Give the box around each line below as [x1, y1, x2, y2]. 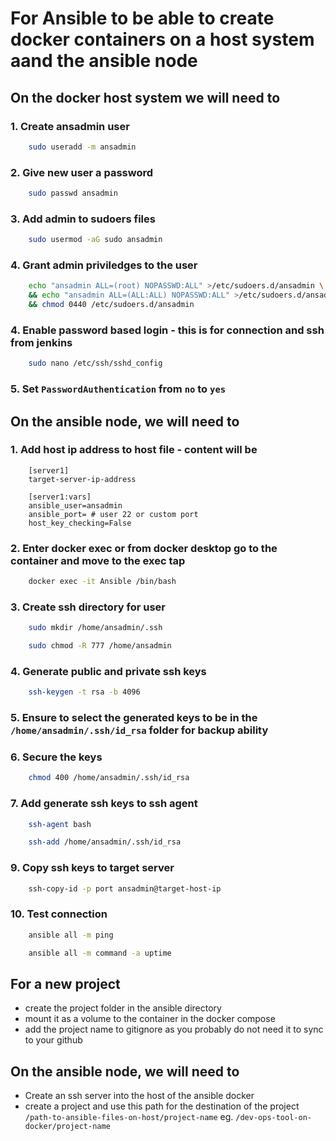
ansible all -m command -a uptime [28, 948, 172, 958]
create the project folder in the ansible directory [24, 1002, 222, 1014]
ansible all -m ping [28, 930, 114, 940]
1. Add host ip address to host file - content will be [10, 443, 258, 457]
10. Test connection [10, 907, 108, 921]
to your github [24, 1034, 83, 1046]
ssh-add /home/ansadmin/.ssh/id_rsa [28, 837, 182, 847]
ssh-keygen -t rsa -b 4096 [28, 687, 141, 697]
